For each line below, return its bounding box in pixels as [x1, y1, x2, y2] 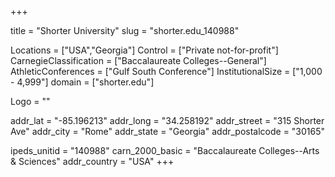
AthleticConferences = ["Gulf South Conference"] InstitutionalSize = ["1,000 [10, 66, 323, 77]
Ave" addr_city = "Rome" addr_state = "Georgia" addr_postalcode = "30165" [10, 126, 326, 137]
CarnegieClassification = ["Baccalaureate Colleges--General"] [10, 55, 267, 66]
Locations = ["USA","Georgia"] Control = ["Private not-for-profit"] [10, 44, 279, 56]
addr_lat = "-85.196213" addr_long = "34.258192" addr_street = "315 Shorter [10, 115, 325, 126]
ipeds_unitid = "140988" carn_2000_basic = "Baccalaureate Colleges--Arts [10, 145, 320, 156]
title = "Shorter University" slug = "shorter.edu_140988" [10, 25, 240, 36]
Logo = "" [10, 96, 51, 107]
